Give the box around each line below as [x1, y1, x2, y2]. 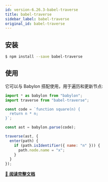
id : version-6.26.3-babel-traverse [5, 7, 78, 12]
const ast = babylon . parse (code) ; [5, 125, 76, 130]
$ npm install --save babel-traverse [5, 54, 83, 60]
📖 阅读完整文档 [5, 171, 36, 177]
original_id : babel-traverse [5, 21, 65, 26]
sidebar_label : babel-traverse [5, 16, 70, 21]
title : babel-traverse [5, 12, 52, 17]
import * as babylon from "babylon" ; [5, 93, 83, 98]
